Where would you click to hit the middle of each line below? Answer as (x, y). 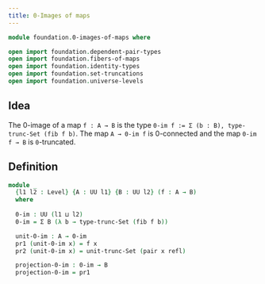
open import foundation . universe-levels (76, 81)
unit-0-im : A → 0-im (51, 236)
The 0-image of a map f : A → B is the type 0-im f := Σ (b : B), (116, 125)
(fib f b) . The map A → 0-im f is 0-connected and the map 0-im (150, 133)
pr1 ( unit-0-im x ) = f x (56, 244)
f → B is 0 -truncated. (42, 142)
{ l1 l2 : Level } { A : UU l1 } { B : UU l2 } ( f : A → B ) (106, 192)
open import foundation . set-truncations (76, 74)
